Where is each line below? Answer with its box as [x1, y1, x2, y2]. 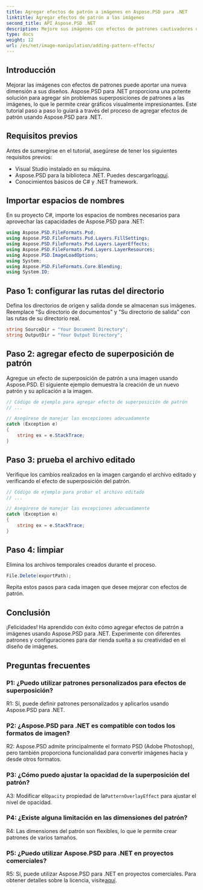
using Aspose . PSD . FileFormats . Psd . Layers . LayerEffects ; [6, 241, 150, 247]
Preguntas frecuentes [6, 661, 91, 671]
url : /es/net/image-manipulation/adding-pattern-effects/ [6, 43, 155, 49]
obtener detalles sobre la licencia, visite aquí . [6, 877, 117, 884]
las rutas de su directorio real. [6, 315, 80, 322]
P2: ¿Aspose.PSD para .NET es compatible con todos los [6, 721, 176, 730]
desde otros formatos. [6, 756, 62, 763]
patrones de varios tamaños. [6, 834, 77, 841]
